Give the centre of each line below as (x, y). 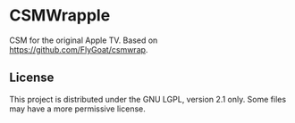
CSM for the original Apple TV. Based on (84, 40)
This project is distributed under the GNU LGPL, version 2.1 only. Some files (148, 99)
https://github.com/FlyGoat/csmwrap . (79, 49)
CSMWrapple (60, 16)
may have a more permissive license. (77, 109)
